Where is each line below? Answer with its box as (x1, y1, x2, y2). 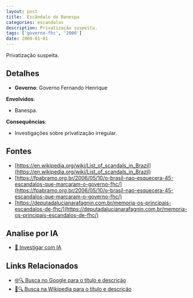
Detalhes (6, 68, 40, 79)
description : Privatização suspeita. (6, 25, 98, 31)
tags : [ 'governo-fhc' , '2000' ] (6, 30, 82, 36)
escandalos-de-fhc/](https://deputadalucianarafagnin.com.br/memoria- (14, 205, 188, 212)
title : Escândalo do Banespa (6, 14, 80, 20)
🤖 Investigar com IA (14, 244, 62, 251)
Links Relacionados (6, 261, 79, 271)
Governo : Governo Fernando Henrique (14, 84, 108, 91)
